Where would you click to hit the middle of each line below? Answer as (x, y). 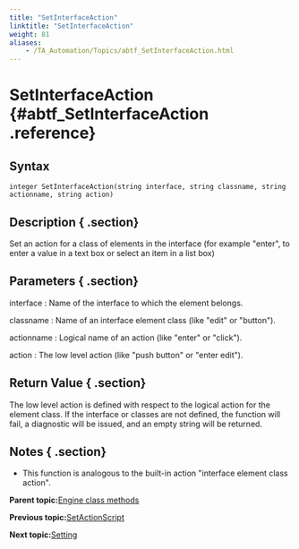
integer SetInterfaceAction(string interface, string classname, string (148, 187)
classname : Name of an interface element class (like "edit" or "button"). (142, 320)
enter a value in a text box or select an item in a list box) (112, 253)
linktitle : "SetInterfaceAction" (72, 26)
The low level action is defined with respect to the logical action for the (140, 405)
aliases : (26, 43)
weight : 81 (30, 34)
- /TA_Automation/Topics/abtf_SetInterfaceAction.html (130, 51)
